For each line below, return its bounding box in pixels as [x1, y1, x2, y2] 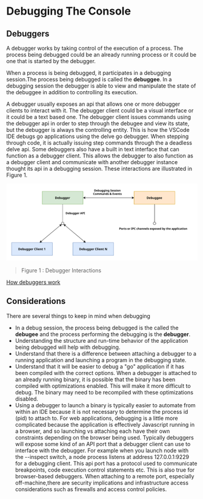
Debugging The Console [6, 4, 131, 18]
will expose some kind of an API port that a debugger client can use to [15, 440, 191, 447]
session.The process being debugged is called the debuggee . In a [6, 76, 172, 83]
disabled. [15, 395, 38, 402]
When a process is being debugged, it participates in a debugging [6, 69, 171, 77]
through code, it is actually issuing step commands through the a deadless [6, 139, 193, 146]
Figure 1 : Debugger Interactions [21, 266, 102, 274]
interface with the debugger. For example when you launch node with [15, 447, 189, 454]
